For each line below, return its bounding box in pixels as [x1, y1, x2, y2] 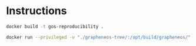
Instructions [6, 4, 67, 18]
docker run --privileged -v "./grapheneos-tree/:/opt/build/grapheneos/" [6, 34, 191, 40]
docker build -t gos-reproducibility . [6, 24, 104, 29]
